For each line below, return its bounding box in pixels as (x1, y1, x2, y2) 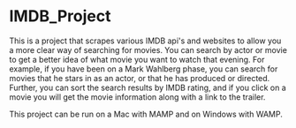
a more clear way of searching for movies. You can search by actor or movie (9, 44, 287, 55)
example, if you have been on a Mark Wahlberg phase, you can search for (9, 64, 278, 74)
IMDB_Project (9, 6, 111, 26)
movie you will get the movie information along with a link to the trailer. (9, 91, 266, 102)
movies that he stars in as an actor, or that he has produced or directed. (9, 72, 270, 83)
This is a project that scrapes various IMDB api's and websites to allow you (9, 35, 282, 46)
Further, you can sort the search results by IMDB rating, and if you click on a (9, 82, 287, 93)
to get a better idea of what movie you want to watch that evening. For (9, 54, 265, 64)
